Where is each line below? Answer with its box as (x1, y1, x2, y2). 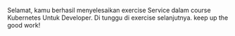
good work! (7, 21, 41, 29)
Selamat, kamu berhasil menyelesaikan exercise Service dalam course (7, 6, 211, 14)
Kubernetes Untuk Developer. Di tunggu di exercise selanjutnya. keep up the (7, 13, 229, 22)
